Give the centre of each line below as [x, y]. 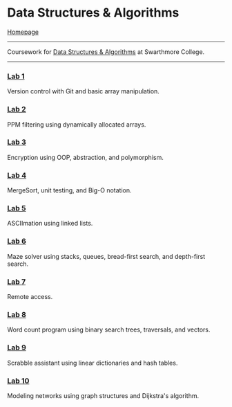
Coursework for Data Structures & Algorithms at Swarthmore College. [106, 52]
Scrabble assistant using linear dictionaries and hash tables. [93, 363]
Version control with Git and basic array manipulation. [84, 91]
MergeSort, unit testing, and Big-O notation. [69, 190]
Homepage [23, 32]
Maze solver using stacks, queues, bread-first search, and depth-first [106, 256]
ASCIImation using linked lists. [50, 224]
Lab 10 [18, 381]
